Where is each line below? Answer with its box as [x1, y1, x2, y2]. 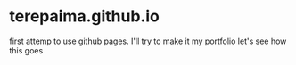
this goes [9, 45, 44, 55]
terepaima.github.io [9, 6, 160, 27]
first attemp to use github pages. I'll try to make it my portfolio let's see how [9, 36, 287, 46]
